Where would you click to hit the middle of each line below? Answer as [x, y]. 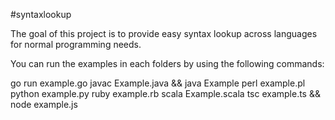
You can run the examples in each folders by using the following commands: [167, 63]
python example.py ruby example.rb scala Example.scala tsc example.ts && [165, 93]
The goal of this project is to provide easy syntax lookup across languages [164, 33]
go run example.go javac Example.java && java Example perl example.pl [158, 83]
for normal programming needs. [76, 44]
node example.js [44, 104]
